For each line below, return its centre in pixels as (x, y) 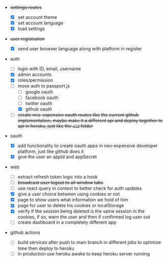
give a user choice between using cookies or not (69, 194)
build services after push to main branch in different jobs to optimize (89, 242)
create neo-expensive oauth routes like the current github (78, 114)
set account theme (37, 17)
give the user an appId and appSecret (57, 157)
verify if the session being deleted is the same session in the (81, 211)
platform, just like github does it (51, 151)
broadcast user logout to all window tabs (60, 182)
